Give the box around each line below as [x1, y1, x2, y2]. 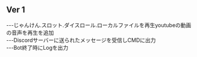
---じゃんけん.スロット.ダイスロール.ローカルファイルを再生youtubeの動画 [6, 21, 192, 29]
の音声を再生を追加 [6, 29, 54, 36]
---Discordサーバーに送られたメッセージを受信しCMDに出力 [6, 36, 156, 44]
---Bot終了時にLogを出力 [6, 44, 69, 51]
